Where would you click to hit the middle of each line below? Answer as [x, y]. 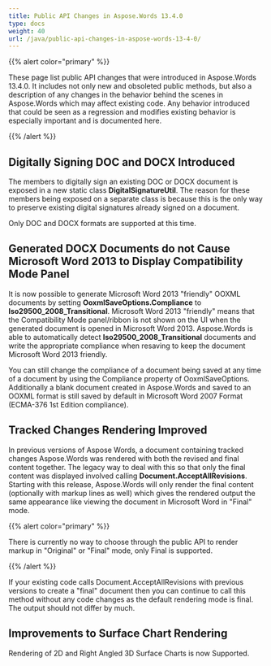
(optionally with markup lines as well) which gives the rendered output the [132, 493]
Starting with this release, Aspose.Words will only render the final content [131, 484]
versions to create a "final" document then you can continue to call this [127, 590]
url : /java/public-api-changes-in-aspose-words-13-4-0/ [105, 39]
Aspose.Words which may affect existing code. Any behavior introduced [129, 103]
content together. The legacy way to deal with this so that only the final [127, 467]
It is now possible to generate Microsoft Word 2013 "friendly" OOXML [125, 294]
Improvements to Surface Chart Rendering [118, 634]
